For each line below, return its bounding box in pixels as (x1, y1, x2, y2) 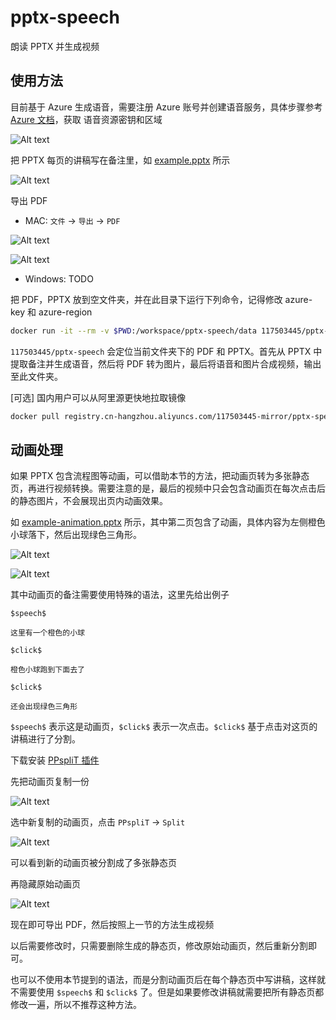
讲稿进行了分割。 (10, 733, 81, 745)
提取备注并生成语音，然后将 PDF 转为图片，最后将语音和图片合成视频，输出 (10, 357, 322, 370)
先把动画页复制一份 (10, 776, 90, 788)
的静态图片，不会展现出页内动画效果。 (10, 495, 168, 507)
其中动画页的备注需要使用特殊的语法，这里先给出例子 (10, 589, 230, 601)
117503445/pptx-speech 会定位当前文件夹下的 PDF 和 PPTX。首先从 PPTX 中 (10, 345, 323, 357)
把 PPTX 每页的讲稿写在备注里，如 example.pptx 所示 (10, 154, 231, 166)
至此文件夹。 (10, 370, 63, 382)
